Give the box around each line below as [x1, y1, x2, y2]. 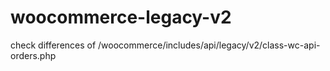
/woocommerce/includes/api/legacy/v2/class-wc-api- [98, 39, 321, 51]
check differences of [10, 39, 97, 51]
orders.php [10, 49, 57, 61]
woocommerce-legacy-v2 [10, 6, 232, 29]
